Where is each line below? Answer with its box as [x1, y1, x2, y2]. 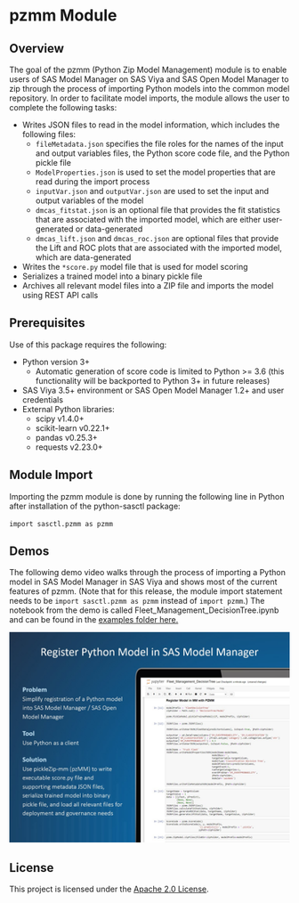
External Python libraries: [21, 403, 116, 414]
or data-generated [75, 224, 143, 234]
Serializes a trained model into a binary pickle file [21, 271, 203, 281]
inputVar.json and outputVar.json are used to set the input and [35, 186, 270, 196]
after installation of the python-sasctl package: [9, 500, 181, 511]
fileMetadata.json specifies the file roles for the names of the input [35, 139, 284, 149]
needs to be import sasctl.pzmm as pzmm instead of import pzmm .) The [9, 596, 265, 606]
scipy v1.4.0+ [35, 413, 85, 424]
